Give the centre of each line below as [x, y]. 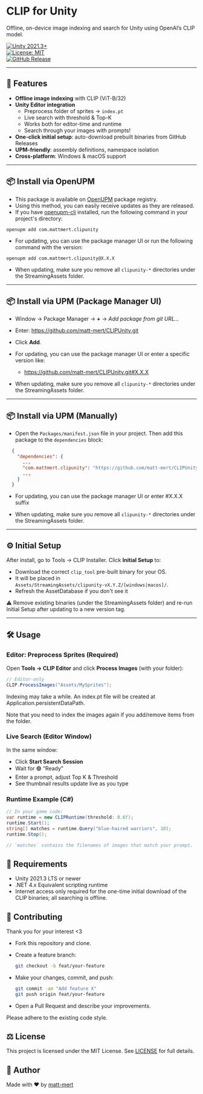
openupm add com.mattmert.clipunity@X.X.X [60, 258]
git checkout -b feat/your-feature [60, 966]
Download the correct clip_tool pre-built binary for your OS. [91, 572]
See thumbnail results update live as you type [72, 783]
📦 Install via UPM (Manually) [62, 416]
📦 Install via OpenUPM [51, 182]
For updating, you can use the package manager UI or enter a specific [102, 354]
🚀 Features [27, 84]
